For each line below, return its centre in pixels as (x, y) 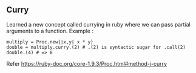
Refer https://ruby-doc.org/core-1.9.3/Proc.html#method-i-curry (87, 63)
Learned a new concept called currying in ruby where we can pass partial (98, 24)
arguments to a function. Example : (50, 31)
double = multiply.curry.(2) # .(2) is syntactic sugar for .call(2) (96, 47)
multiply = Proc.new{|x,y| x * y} (50, 42)
